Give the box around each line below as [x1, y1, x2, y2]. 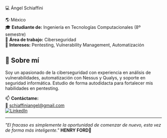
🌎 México [5, 17, 26, 22]
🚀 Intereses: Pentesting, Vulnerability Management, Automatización [5, 42, 144, 48]
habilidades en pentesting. [5, 85, 60, 91]
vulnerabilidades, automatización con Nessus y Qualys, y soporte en [5, 74, 146, 80]
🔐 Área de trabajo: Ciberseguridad [5, 37, 77, 42]
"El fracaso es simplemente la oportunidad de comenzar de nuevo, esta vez [5, 122, 162, 128]
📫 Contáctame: [5, 95, 39, 101]
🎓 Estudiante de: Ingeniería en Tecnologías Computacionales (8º [5, 24, 141, 30]
